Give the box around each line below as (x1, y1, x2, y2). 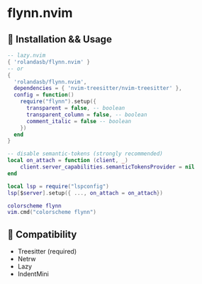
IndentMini (17, 270, 50, 278)
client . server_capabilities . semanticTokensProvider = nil (20, 164, 195, 171)
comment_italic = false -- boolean (26, 118, 132, 125)
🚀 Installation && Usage (7, 33, 112, 45)
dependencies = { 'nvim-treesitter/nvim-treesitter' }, (13, 85, 182, 92)
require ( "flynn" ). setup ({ (20, 98, 97, 106)
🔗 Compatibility (7, 228, 77, 240)
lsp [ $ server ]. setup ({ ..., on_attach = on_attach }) (7, 189, 163, 196)
